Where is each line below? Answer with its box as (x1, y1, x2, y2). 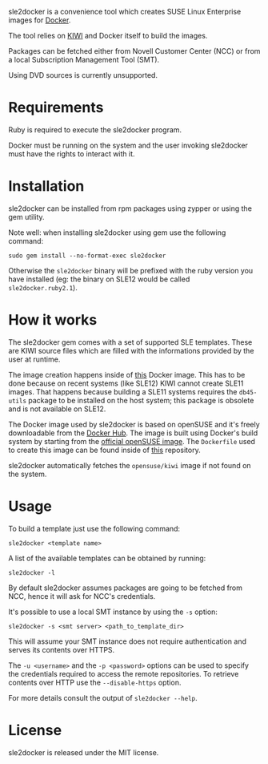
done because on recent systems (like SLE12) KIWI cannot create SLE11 (8, 378, 244, 388)
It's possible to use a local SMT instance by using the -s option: (8, 607, 218, 616)
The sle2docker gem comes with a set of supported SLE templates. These (8, 337, 253, 347)
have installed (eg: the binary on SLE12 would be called (8, 274, 190, 284)
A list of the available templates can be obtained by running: (8, 553, 206, 563)
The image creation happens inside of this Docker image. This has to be (8, 370, 246, 379)
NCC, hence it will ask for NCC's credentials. (8, 591, 156, 600)
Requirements (8, 99, 104, 117)
